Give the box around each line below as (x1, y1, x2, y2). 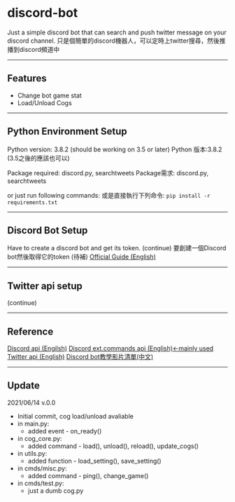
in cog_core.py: (17, 434, 62, 442)
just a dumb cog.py (27, 486, 84, 495)
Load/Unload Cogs (17, 98, 72, 107)
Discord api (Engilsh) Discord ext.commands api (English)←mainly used (7, 344, 214, 352)
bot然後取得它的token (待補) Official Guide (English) (7, 252, 156, 261)
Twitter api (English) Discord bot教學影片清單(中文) (7, 353, 154, 360)
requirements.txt (7, 198, 58, 206)
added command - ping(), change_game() (27, 471, 149, 480)
